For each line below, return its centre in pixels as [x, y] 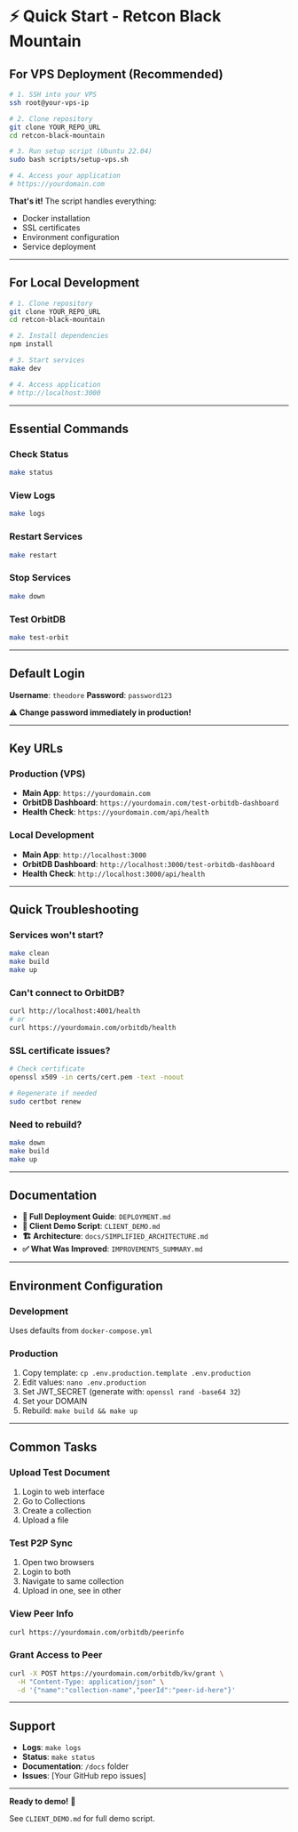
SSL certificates [51, 228]
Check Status [39, 454]
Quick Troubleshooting [74, 910]
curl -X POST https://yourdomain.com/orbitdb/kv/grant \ [117, 1673]
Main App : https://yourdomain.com [86, 793]
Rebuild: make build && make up [80, 1410]
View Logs [32, 495]
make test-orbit [39, 637]
